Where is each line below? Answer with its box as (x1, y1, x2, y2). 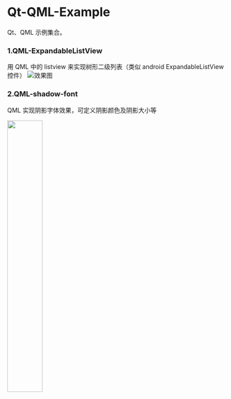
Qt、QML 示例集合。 (7, 28, 66, 36)
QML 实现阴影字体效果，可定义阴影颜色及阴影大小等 (7, 106, 157, 114)
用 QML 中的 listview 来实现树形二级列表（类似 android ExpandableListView (7, 63, 224, 71)
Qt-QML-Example (7, 4, 111, 20)
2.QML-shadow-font (7, 89, 78, 99)
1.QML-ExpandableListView (7, 46, 103, 56)
